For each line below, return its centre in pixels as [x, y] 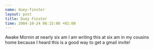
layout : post [18, 14]
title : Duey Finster [26, 19]
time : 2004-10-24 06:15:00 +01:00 [41, 23]
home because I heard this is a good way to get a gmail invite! [68, 43]
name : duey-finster [25, 10]
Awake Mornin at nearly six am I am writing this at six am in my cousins [77, 37]
